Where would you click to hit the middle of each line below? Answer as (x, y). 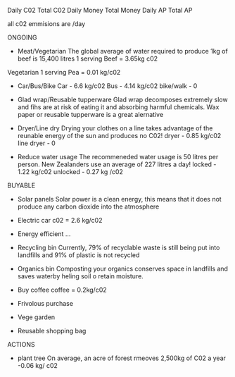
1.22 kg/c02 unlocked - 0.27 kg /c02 (70, 172)
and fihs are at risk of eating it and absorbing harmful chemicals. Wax (118, 107)
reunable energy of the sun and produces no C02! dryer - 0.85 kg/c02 (119, 136)
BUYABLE (21, 185)
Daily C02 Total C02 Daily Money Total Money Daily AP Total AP (100, 10)
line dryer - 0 (37, 143)
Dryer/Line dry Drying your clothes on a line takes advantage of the (115, 128)
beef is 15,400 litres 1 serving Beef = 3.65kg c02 (88, 58)
